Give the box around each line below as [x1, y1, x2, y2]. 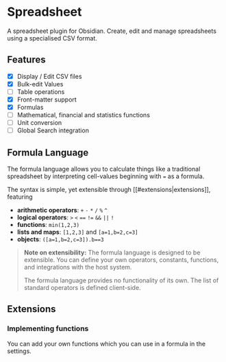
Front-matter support [16, 95, 77, 104]
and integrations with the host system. [23, 263, 132, 271]
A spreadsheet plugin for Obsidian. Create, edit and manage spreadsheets [7, 27, 217, 35]
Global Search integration [16, 126, 89, 134]
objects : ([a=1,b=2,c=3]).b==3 [16, 235, 104, 243]
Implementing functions [7, 324, 89, 333]
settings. [7, 347, 32, 355]
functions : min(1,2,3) [16, 221, 80, 229]
